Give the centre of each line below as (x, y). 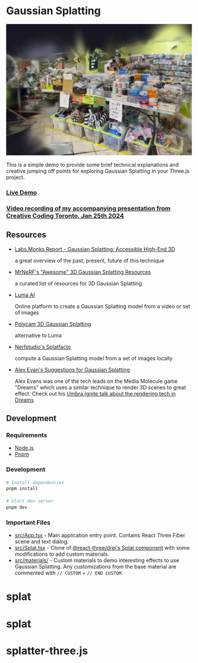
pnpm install (22, 489)
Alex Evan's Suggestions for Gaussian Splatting (72, 369)
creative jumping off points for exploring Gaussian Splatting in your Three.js (98, 171)
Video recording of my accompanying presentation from (88, 208)
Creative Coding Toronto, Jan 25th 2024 (65, 215)
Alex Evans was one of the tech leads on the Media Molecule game (96, 381)
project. (16, 177)
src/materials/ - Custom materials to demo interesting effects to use (97, 560)
